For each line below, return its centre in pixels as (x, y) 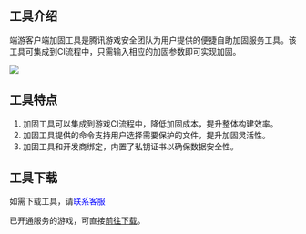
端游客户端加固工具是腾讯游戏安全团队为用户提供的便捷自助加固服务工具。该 (153, 40)
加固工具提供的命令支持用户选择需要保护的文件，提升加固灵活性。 (146, 135)
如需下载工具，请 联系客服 (57, 201)
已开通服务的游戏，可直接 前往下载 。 (77, 220)
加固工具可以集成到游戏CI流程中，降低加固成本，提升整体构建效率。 (150, 123)
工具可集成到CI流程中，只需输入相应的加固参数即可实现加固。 (125, 51)
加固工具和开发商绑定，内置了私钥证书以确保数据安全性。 (130, 146)
